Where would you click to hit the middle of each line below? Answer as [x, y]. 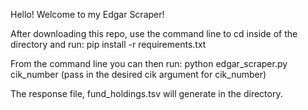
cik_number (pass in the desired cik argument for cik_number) [138, 74]
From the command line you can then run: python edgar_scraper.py [149, 63]
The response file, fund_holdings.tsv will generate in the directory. [146, 93]
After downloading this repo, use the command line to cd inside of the [154, 33]
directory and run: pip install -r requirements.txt [108, 44]
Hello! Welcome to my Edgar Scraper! [87, 14]
